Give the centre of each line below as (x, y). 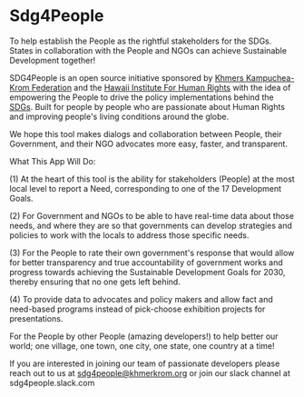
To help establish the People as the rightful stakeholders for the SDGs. (141, 41)
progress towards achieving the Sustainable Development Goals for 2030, (147, 272)
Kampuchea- (270, 77)
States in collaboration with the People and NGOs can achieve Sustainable (148, 50)
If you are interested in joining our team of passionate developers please (145, 363)
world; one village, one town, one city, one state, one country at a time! (142, 345)
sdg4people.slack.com (52, 382)
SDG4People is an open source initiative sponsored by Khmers (127, 77)
